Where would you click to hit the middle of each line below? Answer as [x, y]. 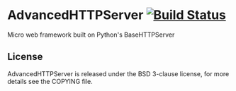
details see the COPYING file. [50, 81]
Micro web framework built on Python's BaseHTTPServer [91, 35]
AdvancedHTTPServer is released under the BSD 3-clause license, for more [118, 73]
